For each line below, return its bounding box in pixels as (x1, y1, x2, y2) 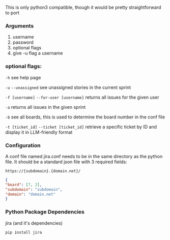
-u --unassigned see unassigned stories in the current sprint (5, 84, 131, 91)
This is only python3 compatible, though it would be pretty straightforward (5, 5, 161, 10)
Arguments (5, 22, 34, 29)
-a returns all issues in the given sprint (5, 104, 86, 110)
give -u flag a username (12, 50, 63, 56)
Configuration (5, 142, 41, 149)
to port (5, 10, 19, 16)
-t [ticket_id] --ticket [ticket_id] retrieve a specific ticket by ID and (5, 124, 157, 130)
